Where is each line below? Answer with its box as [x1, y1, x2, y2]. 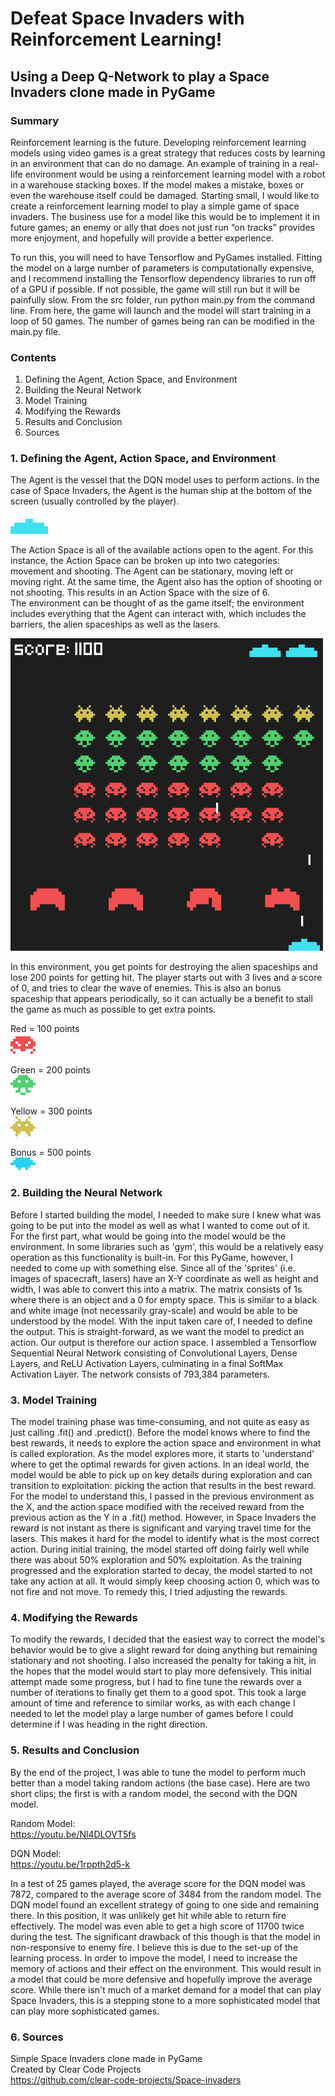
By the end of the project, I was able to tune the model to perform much [10, 1766, 307, 1778]
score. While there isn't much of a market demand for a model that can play [10, 1983, 322, 1996]
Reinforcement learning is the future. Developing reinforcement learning [10, 136, 307, 148]
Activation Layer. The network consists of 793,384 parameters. [10, 1368, 271, 1380]
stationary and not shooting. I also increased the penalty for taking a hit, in [10, 1655, 317, 1667]
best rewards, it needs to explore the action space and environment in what [10, 1437, 322, 1449]
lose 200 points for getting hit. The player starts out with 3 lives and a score [10, 972, 323, 984]
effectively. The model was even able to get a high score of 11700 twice [10, 1920, 305, 1932]
